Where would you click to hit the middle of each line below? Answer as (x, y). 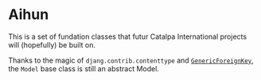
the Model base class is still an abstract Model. (84, 68)
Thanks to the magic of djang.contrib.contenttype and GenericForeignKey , (131, 60)
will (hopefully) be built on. (52, 44)
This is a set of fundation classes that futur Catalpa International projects (128, 36)
